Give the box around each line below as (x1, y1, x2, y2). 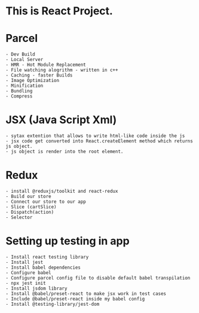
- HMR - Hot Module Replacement (5, 62, 86, 68)
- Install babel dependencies (5, 265, 81, 271)
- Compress (5, 93, 33, 99)
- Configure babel (5, 269, 51, 276)
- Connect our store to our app (5, 199, 86, 205)
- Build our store (5, 193, 51, 199)
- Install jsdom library (5, 285, 68, 291)
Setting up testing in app (5, 235, 130, 248)
